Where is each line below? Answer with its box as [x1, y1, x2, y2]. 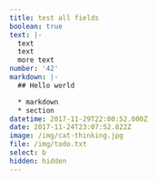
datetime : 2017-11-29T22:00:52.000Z [9, 115, 148, 124]
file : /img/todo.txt [9, 140, 88, 149]
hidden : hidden [9, 156, 67, 165]
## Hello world [17, 81, 75, 90]
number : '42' [9, 65, 59, 74]
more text [17, 55, 54, 65]
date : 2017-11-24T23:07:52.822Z [9, 123, 132, 132]
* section [17, 105, 54, 115]
